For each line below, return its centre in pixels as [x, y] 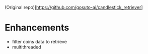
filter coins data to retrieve [40, 41]
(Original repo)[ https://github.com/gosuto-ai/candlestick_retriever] [74, 7]
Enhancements [37, 28]
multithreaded [26, 47]
